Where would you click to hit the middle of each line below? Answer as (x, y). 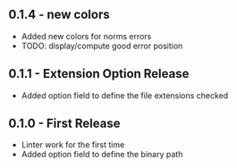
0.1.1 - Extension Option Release (99, 74)
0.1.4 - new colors (59, 15)
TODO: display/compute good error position (102, 46)
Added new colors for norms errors (86, 36)
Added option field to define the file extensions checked (125, 95)
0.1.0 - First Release (64, 124)
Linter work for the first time (73, 145)
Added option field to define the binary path (102, 155)
